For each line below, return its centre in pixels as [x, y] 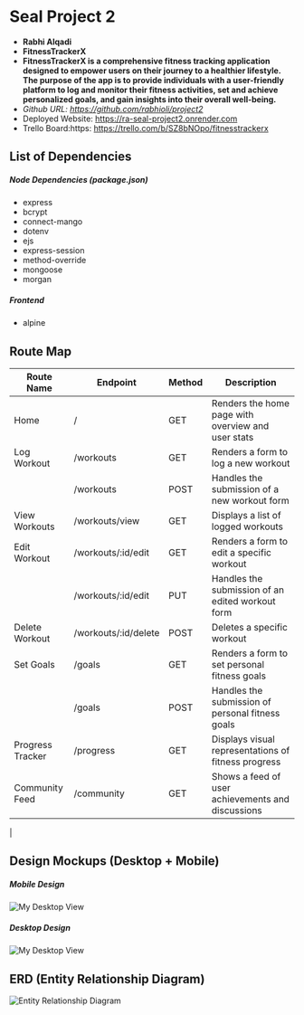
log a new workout [251, 463]
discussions [237, 811]
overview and [240, 426]
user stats [233, 438]
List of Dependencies [71, 157]
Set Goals [35, 665]
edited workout [243, 602]
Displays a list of [247, 516]
